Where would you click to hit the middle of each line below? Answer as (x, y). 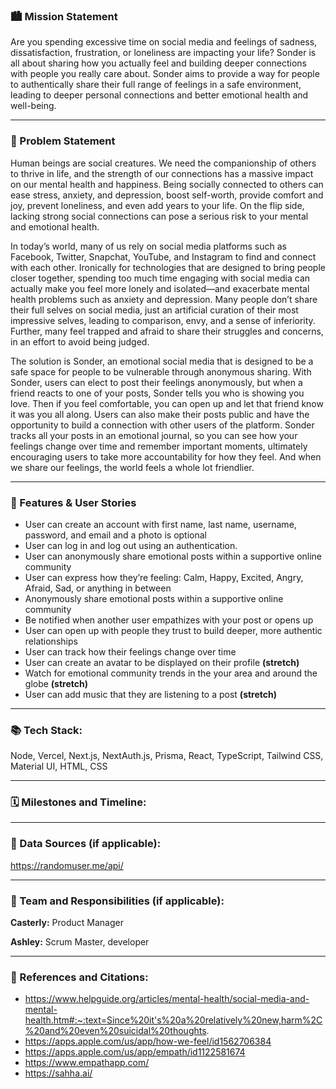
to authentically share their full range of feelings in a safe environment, (156, 85)
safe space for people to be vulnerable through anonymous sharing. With (161, 371)
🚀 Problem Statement (63, 141)
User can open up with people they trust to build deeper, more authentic (173, 630)
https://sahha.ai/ (58, 1073)
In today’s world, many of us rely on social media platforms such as (149, 246)
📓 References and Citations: (79, 977)
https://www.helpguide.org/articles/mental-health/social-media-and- (167, 999)
